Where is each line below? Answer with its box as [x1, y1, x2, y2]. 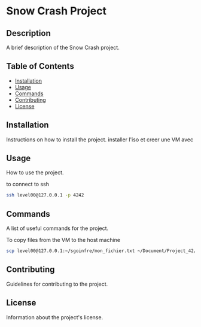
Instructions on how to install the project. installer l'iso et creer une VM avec [6, 136, 194, 143]
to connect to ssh [6, 181, 50, 188]
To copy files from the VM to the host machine [6, 237, 121, 244]
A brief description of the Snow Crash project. [6, 44, 120, 51]
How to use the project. [6, 169, 64, 176]
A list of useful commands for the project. [6, 225, 109, 232]
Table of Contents [6, 61, 75, 71]
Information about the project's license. [6, 313, 103, 321]
